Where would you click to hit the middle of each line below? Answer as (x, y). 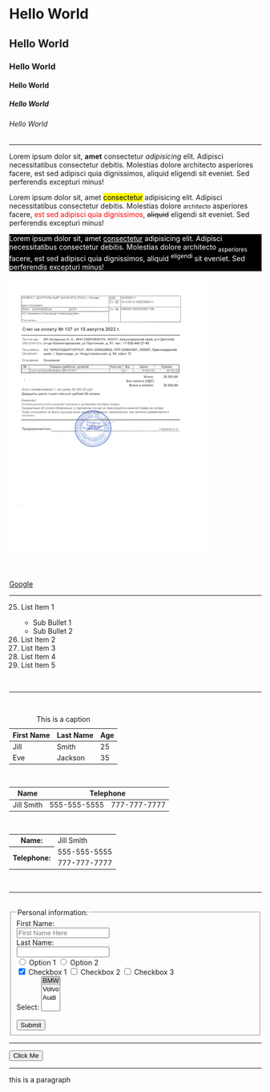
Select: (28, 1007)
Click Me (26, 1056)
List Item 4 (38, 656)
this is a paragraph (40, 1079)
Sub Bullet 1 (52, 623)
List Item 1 (37, 606)
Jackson (71, 758)
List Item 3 (38, 648)
